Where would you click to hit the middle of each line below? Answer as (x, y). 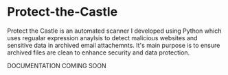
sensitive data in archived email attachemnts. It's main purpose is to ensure (114, 45)
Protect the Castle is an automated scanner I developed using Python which (114, 31)
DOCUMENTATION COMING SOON (57, 65)
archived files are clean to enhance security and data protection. (99, 52)
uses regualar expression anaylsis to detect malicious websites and (102, 37)
